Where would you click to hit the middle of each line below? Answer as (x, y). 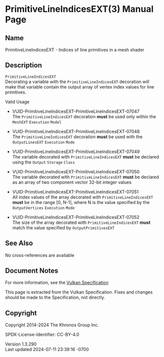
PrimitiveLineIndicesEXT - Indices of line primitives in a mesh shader (75, 50)
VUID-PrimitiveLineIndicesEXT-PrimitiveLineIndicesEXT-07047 (76, 111)
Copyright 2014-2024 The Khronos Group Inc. (52, 325)
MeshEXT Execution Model (37, 122)
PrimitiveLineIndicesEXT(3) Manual (80, 9)
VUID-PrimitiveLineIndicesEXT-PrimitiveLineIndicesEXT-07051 (75, 192)
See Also (19, 243)
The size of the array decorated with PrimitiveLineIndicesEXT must (81, 222)
